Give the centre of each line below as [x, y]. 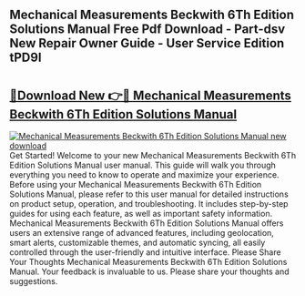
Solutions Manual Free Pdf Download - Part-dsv [147, 30]
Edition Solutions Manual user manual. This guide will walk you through [142, 165]
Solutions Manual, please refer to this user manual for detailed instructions [149, 194]
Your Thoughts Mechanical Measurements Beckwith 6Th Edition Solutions [148, 262]
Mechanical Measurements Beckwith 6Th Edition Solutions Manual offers [147, 223]
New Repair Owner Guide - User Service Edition [147, 43]
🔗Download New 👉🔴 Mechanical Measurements [150, 95]
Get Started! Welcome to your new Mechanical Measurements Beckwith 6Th [153, 155]
